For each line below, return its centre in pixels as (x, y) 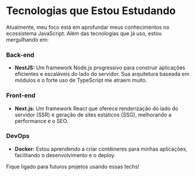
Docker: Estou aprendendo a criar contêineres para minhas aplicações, (101, 149)
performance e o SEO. (41, 121)
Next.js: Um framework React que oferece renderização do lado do (96, 108)
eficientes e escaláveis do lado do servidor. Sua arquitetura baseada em (102, 74)
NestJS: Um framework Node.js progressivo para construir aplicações (100, 68)
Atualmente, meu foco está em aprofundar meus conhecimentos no (88, 27)
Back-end (20, 55)
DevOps (18, 136)
